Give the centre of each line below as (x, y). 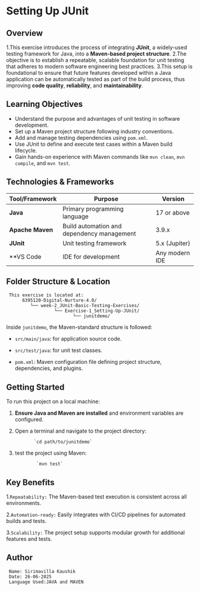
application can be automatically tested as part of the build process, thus (96, 79)
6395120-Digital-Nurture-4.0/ (59, 301)
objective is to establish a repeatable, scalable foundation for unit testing (95, 60)
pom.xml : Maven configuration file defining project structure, (88, 362)
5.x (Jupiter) (173, 243)
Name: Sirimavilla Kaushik (42, 571)
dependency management (99, 233)
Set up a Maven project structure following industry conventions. (94, 131)
